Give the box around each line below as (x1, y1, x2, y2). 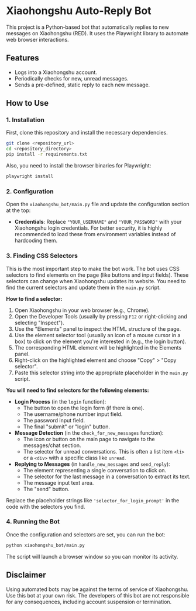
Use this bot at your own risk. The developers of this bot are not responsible (6, 592, 190, 599)
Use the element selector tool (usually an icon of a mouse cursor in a (14, 331, 181, 338)
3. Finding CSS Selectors (6, 251, 78, 260)
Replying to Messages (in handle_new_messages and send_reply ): (14, 460, 171, 468)
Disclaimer (6, 570, 46, 580)
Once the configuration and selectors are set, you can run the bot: (6, 531, 166, 538)
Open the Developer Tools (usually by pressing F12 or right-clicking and (14, 313, 187, 320)
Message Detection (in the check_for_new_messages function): (14, 429, 164, 436)
